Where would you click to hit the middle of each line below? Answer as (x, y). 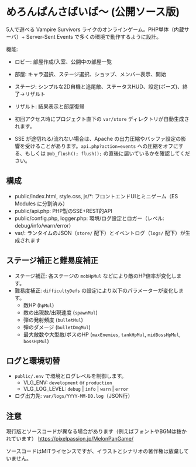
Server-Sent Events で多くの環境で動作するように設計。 (94, 36)
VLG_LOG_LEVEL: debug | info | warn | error (76, 389)
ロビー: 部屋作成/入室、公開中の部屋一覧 (63, 62)
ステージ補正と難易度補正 (52, 261)
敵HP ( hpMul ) (39, 305)
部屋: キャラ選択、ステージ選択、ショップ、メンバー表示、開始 (90, 74)
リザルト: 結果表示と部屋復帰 (49, 106)
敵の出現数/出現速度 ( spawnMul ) (61, 312)
